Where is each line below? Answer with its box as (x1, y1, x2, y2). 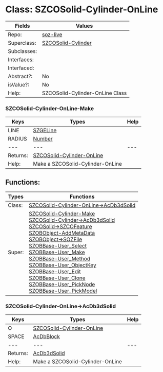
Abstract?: (8, 73, 33, 80)
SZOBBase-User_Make (29, 249, 85, 256)
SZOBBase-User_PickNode (29, 281, 95, 288)
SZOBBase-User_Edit (29, 268, 81, 275)
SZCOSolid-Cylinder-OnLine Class (42, 89, 127, 96)
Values (76, 22, 93, 29)
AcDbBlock (33, 333, 60, 340)
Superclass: (8, 39, 36, 46)
